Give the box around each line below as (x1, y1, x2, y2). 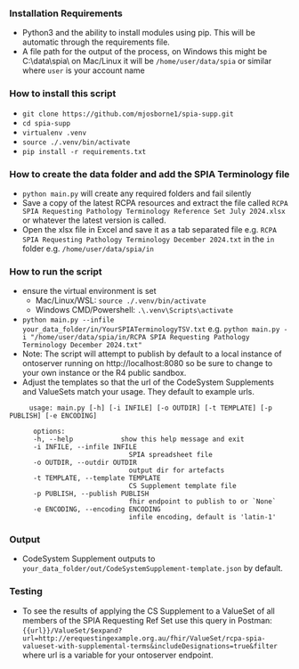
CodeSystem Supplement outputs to (21, 553, 156, 564)
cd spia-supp (21, 118, 71, 127)
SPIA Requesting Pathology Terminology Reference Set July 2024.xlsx (21, 207, 287, 216)
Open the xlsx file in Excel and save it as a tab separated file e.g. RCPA (21, 224, 278, 234)
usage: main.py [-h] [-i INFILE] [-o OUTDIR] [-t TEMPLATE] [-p (28, 404, 273, 412)
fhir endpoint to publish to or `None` (128, 497, 277, 506)
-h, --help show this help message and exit (32, 435, 245, 444)
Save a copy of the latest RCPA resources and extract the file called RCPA (21, 197, 288, 208)
